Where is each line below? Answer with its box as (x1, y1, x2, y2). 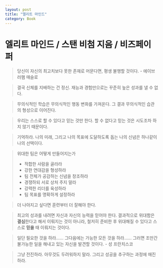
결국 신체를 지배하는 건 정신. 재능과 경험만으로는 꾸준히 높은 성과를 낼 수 (17, 85, 153, 90)
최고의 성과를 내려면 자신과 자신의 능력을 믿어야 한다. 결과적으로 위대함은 (17, 212, 155, 218)
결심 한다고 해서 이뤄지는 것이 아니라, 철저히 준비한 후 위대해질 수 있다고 (17, 219, 152, 224)
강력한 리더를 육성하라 (24, 185, 67, 191)
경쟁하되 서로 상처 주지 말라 (24, 179, 76, 185)
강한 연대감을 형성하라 (24, 167, 67, 173)
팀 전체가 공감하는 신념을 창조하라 (24, 173, 89, 179)
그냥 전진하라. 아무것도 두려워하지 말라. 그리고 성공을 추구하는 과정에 (17, 251, 147, 257)
